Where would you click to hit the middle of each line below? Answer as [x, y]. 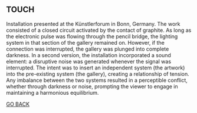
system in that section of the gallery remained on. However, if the [86, 42]
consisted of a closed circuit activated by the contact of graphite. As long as [99, 30]
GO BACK [18, 104]
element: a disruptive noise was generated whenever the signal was [89, 61]
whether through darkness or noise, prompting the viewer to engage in [92, 86]
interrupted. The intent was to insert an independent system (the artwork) [96, 68]
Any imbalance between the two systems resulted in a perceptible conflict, [97, 80]
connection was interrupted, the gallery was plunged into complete [88, 49]
